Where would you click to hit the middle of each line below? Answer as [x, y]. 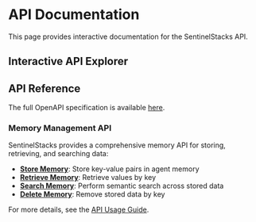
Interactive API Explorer [68, 61]
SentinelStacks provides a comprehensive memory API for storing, [117, 145]
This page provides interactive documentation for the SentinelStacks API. [128, 36]
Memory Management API [60, 128]
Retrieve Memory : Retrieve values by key [88, 178]
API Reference [45, 88]
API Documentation [74, 15]
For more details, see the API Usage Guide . [79, 210]
